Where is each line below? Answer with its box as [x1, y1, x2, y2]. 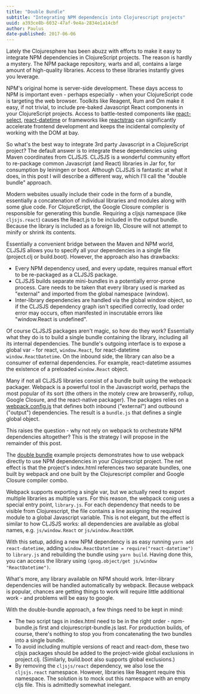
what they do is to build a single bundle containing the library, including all [6, 334, 189, 341]
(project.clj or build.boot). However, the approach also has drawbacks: [6, 253, 180, 261]
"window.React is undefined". [14, 316, 88, 323]
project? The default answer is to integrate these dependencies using [6, 147, 177, 155]
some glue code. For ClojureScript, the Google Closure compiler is [6, 203, 169, 210]
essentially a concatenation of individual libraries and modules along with [6, 197, 187, 204]
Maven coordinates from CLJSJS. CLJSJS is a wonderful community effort [6, 153, 190, 161]
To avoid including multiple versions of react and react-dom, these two [14, 643, 189, 650]
